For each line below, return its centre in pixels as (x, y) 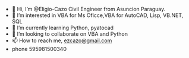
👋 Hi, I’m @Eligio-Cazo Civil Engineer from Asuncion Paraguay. (89, 9)
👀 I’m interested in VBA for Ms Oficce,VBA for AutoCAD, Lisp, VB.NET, (97, 15)
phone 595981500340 (39, 49)
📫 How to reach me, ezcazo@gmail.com (62, 40)
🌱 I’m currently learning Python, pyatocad (63, 28)
